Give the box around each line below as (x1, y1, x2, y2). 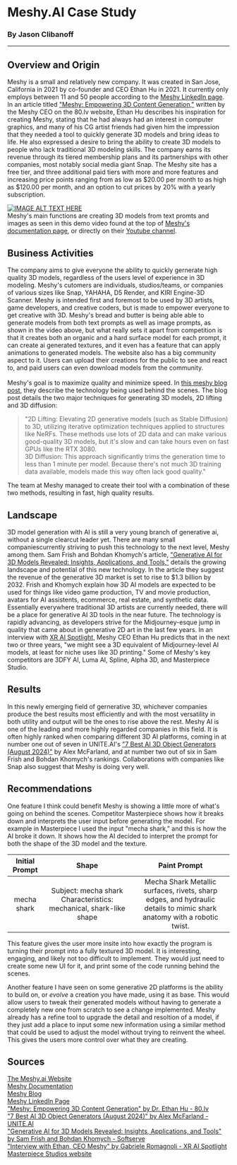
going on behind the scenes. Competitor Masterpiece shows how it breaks (7, 809, 224, 817)
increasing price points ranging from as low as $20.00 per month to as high (7, 175, 227, 184)
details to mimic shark (144, 903, 217, 913)
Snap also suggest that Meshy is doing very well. (7, 762, 150, 771)
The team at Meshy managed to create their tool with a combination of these (7, 481, 230, 490)
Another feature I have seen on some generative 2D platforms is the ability (7, 983, 224, 991)
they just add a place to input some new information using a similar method (7, 1020, 226, 1029)
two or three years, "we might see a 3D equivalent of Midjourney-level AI (7, 640, 219, 649)
